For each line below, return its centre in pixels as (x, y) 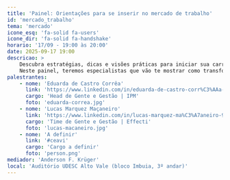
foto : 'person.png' (53, 154)
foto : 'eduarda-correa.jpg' (65, 103)
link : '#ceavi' (47, 141)
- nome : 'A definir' (49, 134)
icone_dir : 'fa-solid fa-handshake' (59, 39)
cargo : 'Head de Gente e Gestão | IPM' (82, 97)
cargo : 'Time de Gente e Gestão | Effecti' (88, 121)
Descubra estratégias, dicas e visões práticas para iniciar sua (115, 64)
